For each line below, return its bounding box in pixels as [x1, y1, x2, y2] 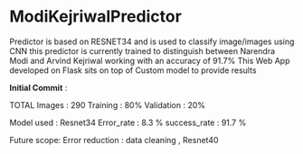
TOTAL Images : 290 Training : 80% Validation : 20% [9, 99, 206, 110]
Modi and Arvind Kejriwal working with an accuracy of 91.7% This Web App [9, 55, 291, 66]
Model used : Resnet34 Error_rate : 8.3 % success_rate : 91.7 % [9, 117, 247, 128]
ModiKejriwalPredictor [9, 6, 183, 27]
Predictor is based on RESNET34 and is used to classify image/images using [9, 36, 295, 47]
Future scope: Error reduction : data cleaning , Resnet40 [9, 134, 219, 145]
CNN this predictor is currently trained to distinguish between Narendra [9, 45, 276, 56]
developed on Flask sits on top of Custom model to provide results [9, 65, 257, 76]
